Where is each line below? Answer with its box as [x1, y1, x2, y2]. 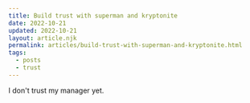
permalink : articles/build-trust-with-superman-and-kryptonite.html [8, 42, 243, 50]
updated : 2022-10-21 [8, 26, 78, 34]
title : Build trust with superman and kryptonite [8, 11, 178, 20]
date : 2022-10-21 [8, 19, 67, 27]
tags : [8, 49, 27, 57]
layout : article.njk [8, 34, 78, 42]
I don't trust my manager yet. [8, 85, 105, 95]
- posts [15, 57, 42, 65]
